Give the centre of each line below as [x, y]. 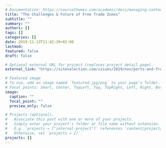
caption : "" [22, 97]
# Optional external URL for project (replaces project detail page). [79, 65]
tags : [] [14, 33]
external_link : [21, 69]
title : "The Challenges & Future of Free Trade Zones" [63, 14]
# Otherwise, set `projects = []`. [44, 133]
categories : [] [21, 38]
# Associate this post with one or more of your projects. [69, 119]
